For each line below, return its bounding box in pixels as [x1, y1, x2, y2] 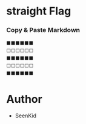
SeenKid [15, 112, 36, 119]
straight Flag [6, 4, 71, 18]
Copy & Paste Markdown [6, 26, 81, 34]
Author [6, 92, 42, 106]
